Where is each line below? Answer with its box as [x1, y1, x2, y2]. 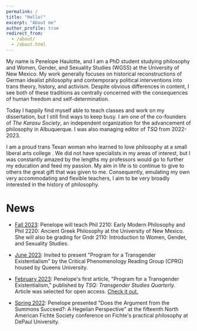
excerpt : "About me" [6, 19, 57, 25]
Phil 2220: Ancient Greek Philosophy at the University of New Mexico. [14, 227, 184, 234]
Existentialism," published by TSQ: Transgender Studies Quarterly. [14, 281, 175, 289]
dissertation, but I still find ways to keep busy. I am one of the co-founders [6, 113, 186, 120]
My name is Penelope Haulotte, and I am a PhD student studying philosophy [6, 57, 190, 65]
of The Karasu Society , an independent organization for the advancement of [6, 119, 191, 126]
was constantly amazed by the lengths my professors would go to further [6, 156, 184, 163]
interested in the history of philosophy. [6, 181, 99, 188]
